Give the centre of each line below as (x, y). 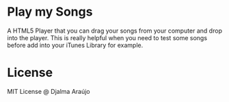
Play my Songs (50, 12)
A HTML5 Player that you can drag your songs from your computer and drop (114, 31)
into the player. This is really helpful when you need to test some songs (107, 37)
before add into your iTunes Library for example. (75, 45)
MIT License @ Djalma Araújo (49, 91)
